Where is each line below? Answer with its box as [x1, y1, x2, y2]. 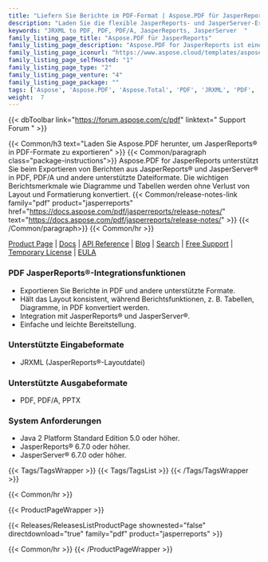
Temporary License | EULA [8, 248, 97, 257]
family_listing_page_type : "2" [8, 64, 112, 72]
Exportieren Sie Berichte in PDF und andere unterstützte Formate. [19, 285, 236, 295]
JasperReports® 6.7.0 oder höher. [19, 442, 131, 451]
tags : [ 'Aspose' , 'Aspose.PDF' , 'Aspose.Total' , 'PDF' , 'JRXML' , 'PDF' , [8, 85, 255, 94]
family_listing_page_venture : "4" [8, 71, 124, 79]
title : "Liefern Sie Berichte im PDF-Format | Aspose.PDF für [8, 11, 219, 20]
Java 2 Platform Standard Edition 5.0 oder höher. [19, 434, 180, 443]
